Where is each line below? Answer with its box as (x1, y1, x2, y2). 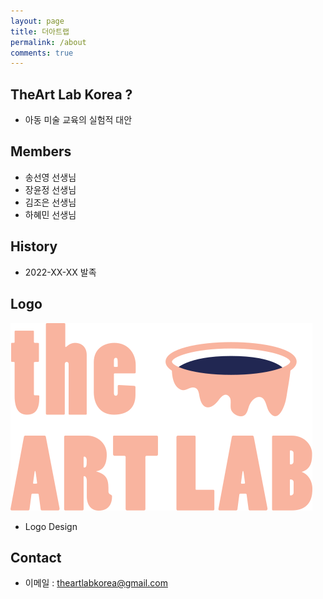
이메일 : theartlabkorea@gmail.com (24, 577, 168, 589)
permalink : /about (10, 37, 87, 47)
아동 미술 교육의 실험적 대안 (24, 114, 133, 126)
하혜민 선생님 (24, 208, 77, 220)
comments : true (10, 48, 74, 58)
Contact (10, 549, 62, 566)
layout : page (10, 16, 65, 26)
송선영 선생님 (24, 171, 77, 183)
